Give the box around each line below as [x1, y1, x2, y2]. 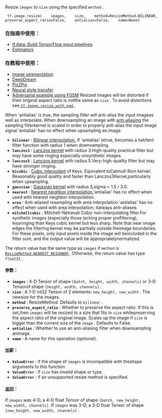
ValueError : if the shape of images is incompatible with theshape [12, 359, 142, 364]
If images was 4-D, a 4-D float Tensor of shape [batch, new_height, [5, 397, 141, 403]
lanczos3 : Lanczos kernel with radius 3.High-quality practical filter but [12, 147, 154, 153]
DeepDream [12, 76, 36, 82]
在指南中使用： [5, 30, 40, 37]
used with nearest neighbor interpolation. [12, 194, 95, 200]
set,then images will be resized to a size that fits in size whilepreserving [12, 309, 155, 315]
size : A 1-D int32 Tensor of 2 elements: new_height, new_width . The [12, 288, 150, 295]
